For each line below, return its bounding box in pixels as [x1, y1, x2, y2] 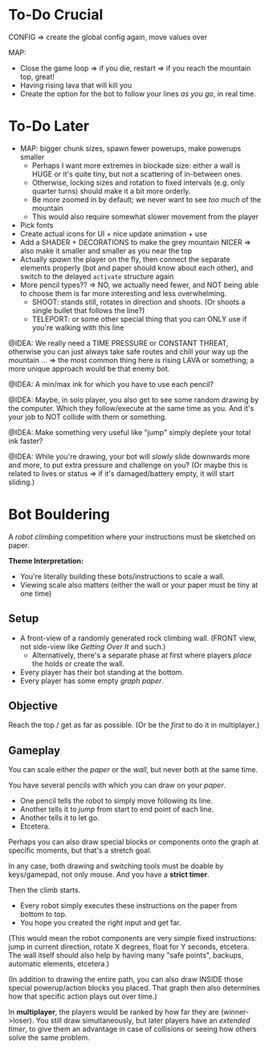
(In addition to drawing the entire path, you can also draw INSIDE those [8, 975, 243, 984]
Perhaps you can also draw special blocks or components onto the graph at [8, 837, 259, 847]
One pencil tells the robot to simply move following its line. [19, 796, 214, 806]
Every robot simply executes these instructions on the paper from [19, 901, 238, 910]
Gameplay [8, 743, 61, 757]
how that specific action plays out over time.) [8, 991, 158, 1001]
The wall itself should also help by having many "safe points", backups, [8, 950, 243, 960]
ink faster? [8, 436, 43, 446]
